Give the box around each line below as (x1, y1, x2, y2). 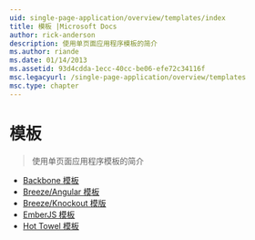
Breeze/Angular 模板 (22, 186, 100, 197)
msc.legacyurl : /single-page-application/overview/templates (9, 73, 247, 82)
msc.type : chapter (9, 81, 79, 90)
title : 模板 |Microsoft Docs (9, 22, 117, 31)
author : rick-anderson (9, 30, 96, 39)
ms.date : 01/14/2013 (9, 56, 88, 65)
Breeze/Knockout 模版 (22, 197, 107, 208)
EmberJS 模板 (22, 209, 76, 220)
